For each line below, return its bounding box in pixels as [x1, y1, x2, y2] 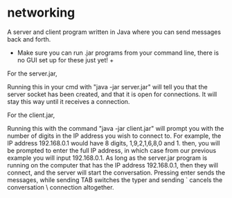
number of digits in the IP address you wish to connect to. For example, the [7, 132, 222, 140]
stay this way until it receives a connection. [7, 97, 130, 105]
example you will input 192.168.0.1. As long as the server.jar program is [7, 154, 208, 162]
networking [7, 5, 75, 21]
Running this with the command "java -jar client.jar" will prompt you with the [7, 124, 224, 132]
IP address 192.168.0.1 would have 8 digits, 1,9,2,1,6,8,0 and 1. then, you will [7, 138, 220, 147]
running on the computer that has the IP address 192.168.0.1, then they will [7, 161, 218, 169]
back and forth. [7, 35, 51, 43]
